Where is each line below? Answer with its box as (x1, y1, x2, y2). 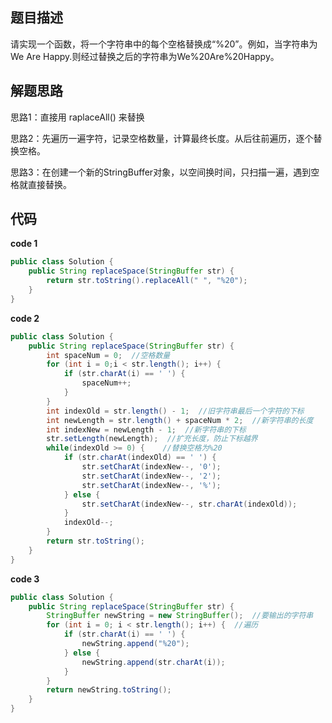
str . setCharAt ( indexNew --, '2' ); (81, 471, 222, 481)
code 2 (10, 312, 40, 324)
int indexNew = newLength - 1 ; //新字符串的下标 (46, 424, 247, 435)
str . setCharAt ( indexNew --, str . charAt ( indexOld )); (81, 499, 298, 509)
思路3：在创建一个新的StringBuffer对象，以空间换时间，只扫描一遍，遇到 (10, 166, 312, 178)
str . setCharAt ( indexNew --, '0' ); (81, 462, 222, 472)
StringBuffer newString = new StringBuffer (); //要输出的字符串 (46, 611, 314, 621)
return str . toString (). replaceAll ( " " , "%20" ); (46, 276, 248, 286)
